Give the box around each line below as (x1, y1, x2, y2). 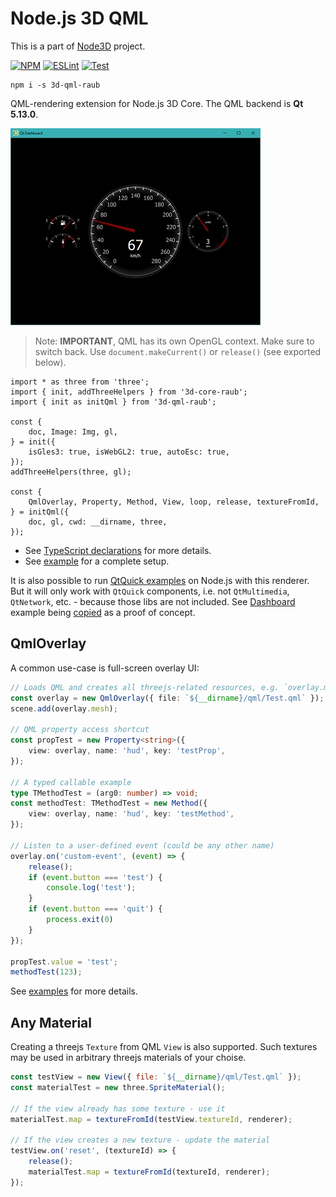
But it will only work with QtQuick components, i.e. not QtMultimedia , (10, 585, 290, 597)
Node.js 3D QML (10, 7, 149, 30)
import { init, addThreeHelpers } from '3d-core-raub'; (10, 387, 248, 397)
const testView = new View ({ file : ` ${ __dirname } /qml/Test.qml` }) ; (10, 1072, 302, 1082)
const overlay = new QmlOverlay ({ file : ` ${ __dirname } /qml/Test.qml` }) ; (10, 693, 325, 703)
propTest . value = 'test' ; (10, 957, 118, 967)
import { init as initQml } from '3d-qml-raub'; (10, 397, 217, 407)
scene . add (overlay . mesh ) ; (10, 703, 118, 714)
